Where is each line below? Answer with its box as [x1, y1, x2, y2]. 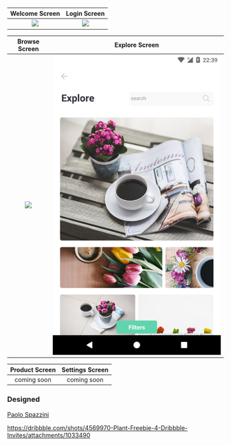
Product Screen [10, 365, 56, 374]
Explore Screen [114, 41, 159, 49]
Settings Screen [61, 365, 109, 374]
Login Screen [65, 9, 105, 17]
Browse [16, 37, 40, 45]
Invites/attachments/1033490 [7, 431, 91, 439]
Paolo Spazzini [7, 410, 49, 418]
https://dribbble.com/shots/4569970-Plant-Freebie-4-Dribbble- [7, 423, 188, 432]
